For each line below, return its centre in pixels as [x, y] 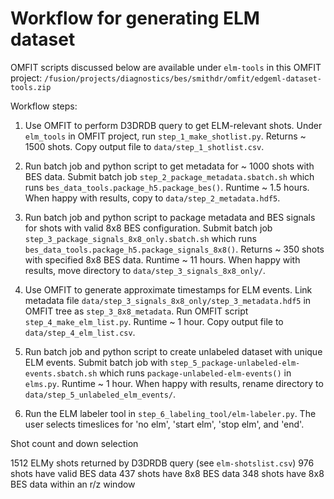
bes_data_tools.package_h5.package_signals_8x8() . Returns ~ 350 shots [174, 249]
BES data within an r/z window [73, 484]
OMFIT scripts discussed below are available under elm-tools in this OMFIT [166, 67]
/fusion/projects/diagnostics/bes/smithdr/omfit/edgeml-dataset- [183, 78]
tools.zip [31, 87]
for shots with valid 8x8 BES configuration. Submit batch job [148, 228]
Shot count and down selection [74, 443]
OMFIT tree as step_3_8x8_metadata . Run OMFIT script [136, 311]
